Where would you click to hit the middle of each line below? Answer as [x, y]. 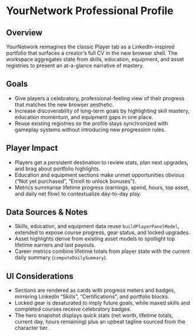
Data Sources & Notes [47, 213]
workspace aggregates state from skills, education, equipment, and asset [95, 59]
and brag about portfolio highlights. [57, 169]
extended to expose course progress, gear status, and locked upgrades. [102, 233]
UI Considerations [40, 276]
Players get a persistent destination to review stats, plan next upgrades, [101, 162]
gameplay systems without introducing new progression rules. [90, 129]
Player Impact [32, 148]
